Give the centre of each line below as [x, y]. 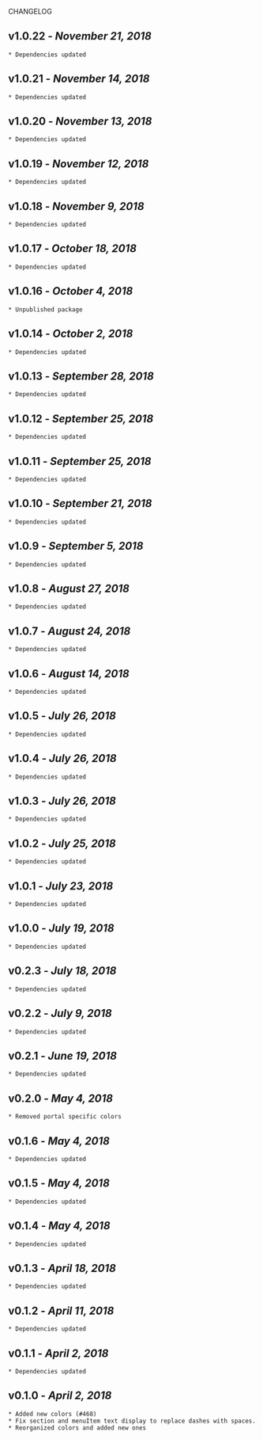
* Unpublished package [45, 309]
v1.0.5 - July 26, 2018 [62, 716]
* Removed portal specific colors [65, 1117]
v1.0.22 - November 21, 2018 [80, 36]
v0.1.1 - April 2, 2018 [58, 1353]
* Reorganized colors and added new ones [77, 1428]
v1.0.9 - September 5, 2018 [76, 546]
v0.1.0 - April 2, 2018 [60, 1396]
